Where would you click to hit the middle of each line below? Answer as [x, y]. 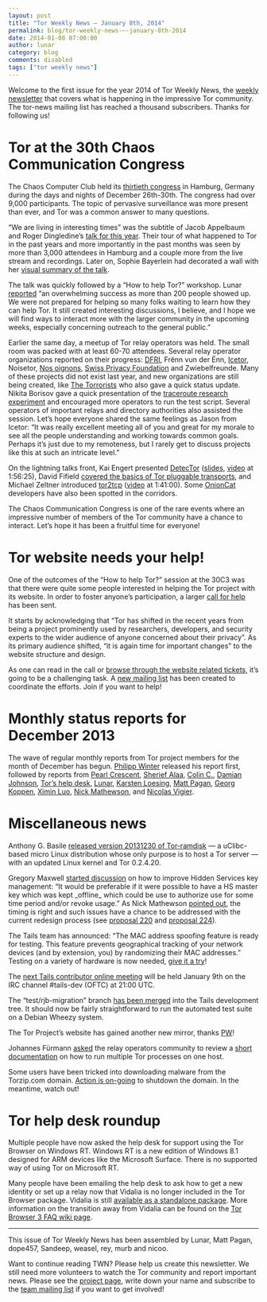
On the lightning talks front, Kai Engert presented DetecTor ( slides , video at [131, 468]
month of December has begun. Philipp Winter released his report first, [124, 766]
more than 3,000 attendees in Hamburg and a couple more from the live [126, 252]
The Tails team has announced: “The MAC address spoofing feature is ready [133, 935]
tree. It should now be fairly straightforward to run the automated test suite [130, 1009]
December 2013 [62, 735]
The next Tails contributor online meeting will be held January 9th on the [127, 976]
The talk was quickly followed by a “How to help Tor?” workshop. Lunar [125, 285]
